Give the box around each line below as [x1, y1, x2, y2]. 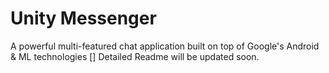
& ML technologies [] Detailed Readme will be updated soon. [10, 50, 260, 62]
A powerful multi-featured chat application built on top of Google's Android [10, 40, 320, 52]
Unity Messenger [10, 7, 157, 30]
